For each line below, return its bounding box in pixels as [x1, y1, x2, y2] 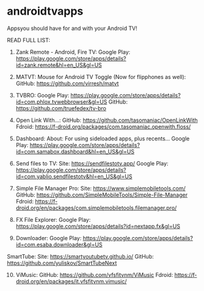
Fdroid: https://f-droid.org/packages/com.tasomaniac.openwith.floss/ [15, 123, 191, 130]
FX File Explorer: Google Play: [15, 216, 91, 223]
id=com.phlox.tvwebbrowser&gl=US [15, 98, 107, 105]
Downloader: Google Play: [15, 234, 82, 241]
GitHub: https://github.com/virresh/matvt [15, 80, 119, 87]
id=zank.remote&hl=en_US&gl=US [15, 61, 103, 69]
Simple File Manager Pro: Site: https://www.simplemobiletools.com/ [15, 184, 186, 192]
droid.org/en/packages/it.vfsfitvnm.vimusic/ [15, 278, 127, 285]
